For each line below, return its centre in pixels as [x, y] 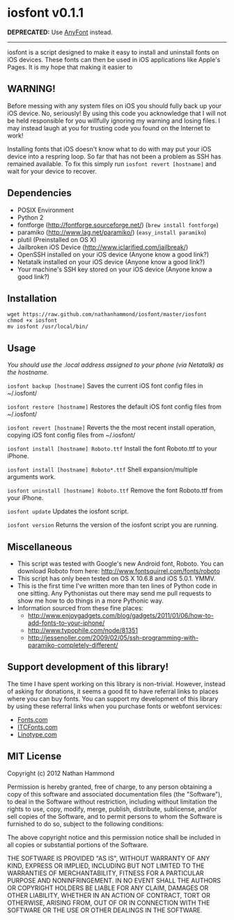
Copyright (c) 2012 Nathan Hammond [61, 773]
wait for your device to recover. [52, 171]
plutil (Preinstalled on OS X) [57, 239]
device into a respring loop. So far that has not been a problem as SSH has [114, 156]
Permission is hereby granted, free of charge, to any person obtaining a [110, 787]
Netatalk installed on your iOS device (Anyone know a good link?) [111, 262]
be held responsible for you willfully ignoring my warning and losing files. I [114, 121]
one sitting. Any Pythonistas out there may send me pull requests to [114, 593]
